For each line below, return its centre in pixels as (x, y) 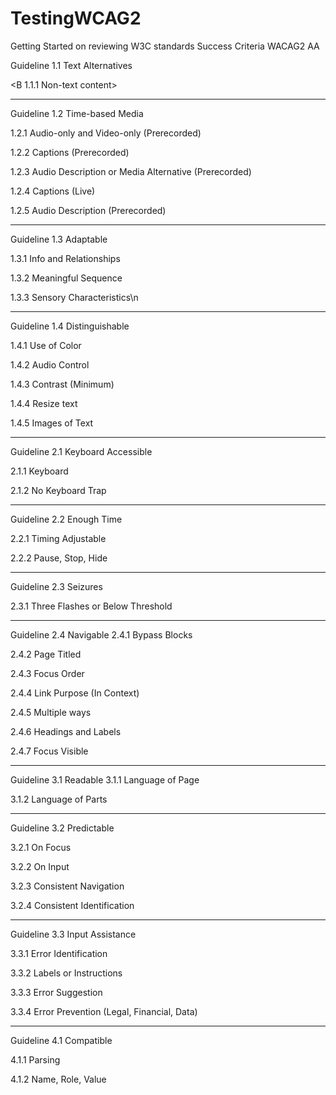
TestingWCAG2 (76, 18)
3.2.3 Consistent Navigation (67, 886)
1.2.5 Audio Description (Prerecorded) (88, 210)
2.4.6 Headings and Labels (66, 731)
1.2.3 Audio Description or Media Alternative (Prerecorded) (131, 171)
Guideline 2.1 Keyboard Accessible (81, 451)
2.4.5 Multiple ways (51, 712)
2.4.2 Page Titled (46, 654)
